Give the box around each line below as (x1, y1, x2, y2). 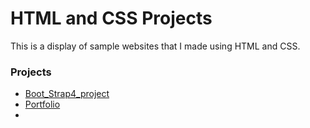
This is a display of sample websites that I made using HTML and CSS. (10, 40, 301, 52)
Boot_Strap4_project (24, 88, 110, 100)
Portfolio (24, 98, 61, 111)
